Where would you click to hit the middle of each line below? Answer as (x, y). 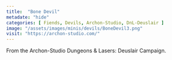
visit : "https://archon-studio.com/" (53, 34)
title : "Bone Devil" (33, 12)
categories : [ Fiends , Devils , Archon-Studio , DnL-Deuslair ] (85, 23)
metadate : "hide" (28, 17)
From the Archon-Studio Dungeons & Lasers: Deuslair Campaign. (86, 50)
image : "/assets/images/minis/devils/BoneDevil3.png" (75, 28)
